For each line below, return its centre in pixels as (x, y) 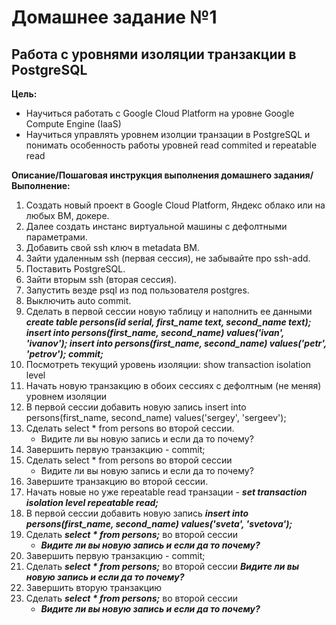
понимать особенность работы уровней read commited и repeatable (171, 145)
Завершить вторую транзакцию (94, 587)
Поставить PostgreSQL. (75, 269)
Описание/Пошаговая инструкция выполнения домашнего (142, 175)
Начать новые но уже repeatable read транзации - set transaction (166, 492)
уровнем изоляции (66, 396)
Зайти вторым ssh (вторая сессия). (101, 279)
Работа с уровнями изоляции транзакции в (154, 54)
